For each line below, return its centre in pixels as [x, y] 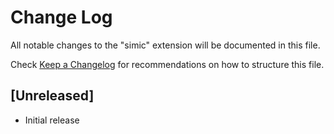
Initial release [52, 120]
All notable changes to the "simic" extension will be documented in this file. [165, 45]
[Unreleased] [52, 96]
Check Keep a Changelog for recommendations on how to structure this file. [167, 64]
